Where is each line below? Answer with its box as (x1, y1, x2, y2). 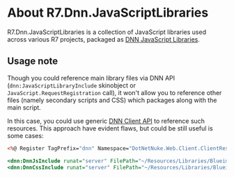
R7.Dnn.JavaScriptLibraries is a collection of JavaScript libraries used (7, 28, 207, 36)
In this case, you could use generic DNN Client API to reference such (7, 117, 205, 125)
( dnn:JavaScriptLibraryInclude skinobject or (7, 81, 136, 90)
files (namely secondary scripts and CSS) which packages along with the (7, 96, 217, 104)
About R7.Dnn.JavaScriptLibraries (7, 5, 209, 21)
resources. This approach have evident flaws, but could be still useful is (7, 124, 214, 133)
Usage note (7, 56, 58, 67)
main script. (7, 103, 42, 112)
